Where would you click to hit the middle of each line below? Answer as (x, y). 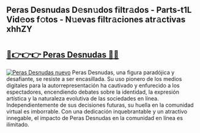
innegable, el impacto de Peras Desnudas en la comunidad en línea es (95, 118)
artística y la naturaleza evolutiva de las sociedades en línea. (83, 98)
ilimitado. (18, 124)
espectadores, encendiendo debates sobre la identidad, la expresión (93, 92)
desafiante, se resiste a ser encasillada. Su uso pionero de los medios (94, 79)
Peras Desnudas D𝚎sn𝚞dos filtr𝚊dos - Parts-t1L (99, 10)
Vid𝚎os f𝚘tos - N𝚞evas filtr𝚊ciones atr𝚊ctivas (96, 20)
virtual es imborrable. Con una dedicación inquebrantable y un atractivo (97, 112)
